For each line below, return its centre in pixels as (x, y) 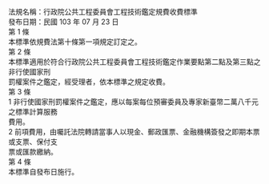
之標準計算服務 (33, 112)
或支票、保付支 (33, 142)
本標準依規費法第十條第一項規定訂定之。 (75, 42)
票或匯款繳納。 (33, 152)
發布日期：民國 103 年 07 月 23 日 (64, 22)
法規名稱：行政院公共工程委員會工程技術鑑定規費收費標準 (103, 12)
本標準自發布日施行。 (43, 172)
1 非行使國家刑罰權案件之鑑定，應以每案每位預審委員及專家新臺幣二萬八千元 (133, 102)
